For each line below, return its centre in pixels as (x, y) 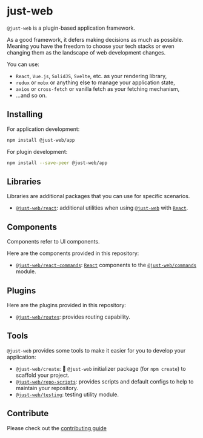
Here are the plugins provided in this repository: (67, 305)
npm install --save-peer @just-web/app (57, 163)
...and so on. (31, 95)
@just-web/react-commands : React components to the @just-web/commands (106, 265)
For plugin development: (37, 151)
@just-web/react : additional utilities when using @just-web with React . (102, 208)
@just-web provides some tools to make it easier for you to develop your (96, 350)
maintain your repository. (47, 388)
